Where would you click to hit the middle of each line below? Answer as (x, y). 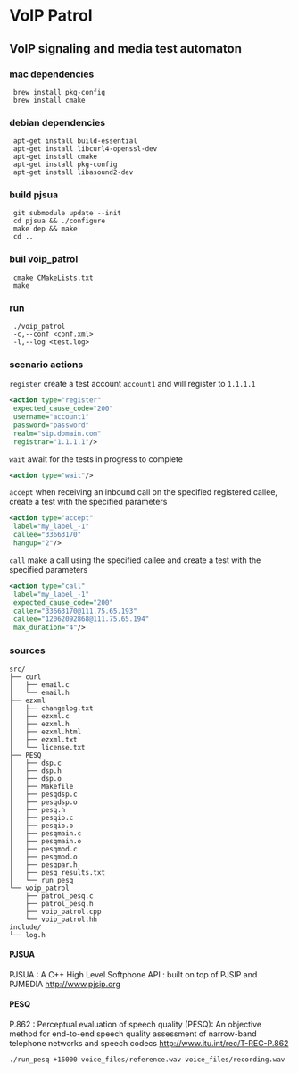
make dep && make (45, 229)
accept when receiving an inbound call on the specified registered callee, (144, 492)
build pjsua (34, 195)
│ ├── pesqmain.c (46, 833)
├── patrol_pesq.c (59, 896)
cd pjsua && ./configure (59, 221)
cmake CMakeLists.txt (53, 278)
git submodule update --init (67, 214)
